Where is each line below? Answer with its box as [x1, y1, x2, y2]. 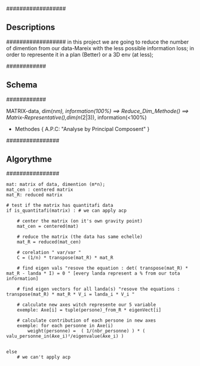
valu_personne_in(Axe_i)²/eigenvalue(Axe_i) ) [6, 333, 124, 340]
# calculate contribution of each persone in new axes [17, 318, 156, 324]
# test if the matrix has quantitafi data [6, 203, 113, 209]
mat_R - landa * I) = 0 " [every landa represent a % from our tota [6, 270, 180, 277]
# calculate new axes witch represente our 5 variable [17, 302, 156, 308]
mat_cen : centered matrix [6, 187, 73, 193]
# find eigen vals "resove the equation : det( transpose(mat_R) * [17, 266, 188, 272]
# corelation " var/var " [17, 249, 82, 256]
